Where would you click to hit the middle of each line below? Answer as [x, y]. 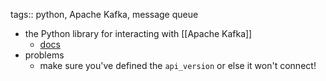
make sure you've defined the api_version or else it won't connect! [178, 65]
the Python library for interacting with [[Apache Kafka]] [138, 33]
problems [44, 55]
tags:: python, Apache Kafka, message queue [104, 14]
